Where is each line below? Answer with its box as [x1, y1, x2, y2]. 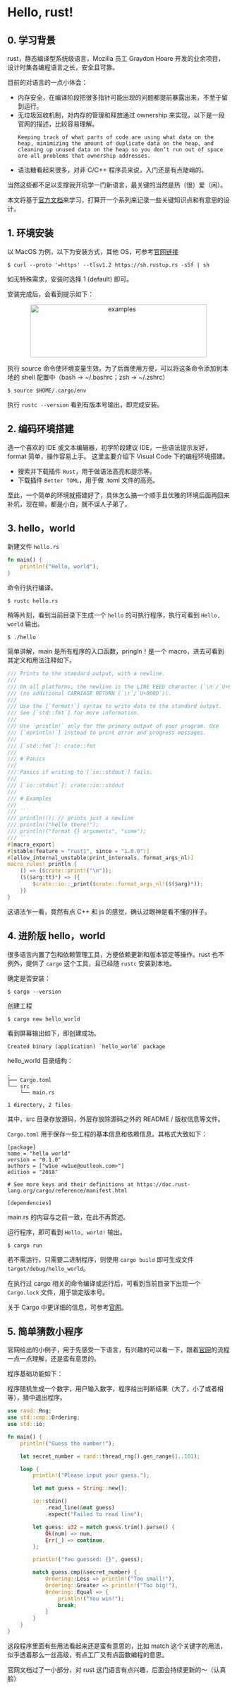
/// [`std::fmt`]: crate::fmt [7, 742, 97, 750]
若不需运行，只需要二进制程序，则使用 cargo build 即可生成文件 [7, 1255, 194, 1263]
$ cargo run [7, 1242, 42, 1249]
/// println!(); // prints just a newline [7, 815, 134, 822]
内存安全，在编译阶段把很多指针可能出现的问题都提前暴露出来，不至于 [17, 93, 222, 101]
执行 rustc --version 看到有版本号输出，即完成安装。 [7, 400, 164, 409]
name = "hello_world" [7, 1150, 71, 1157]
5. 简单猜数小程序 [7, 1325, 83, 1337]
